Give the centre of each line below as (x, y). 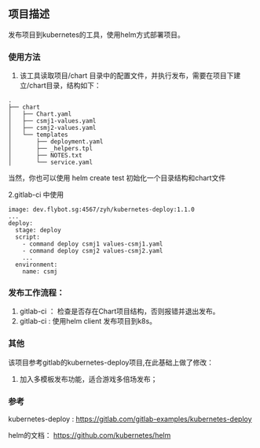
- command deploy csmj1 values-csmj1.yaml (93, 244)
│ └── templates (38, 135)
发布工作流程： (37, 293)
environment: (37, 265)
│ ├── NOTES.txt (45, 156)
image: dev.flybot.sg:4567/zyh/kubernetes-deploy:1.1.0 (101, 210)
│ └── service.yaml (50, 163)
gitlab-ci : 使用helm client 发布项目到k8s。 (88, 321)
